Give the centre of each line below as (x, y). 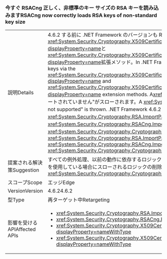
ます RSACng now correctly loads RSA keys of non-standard (84, 15)
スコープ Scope (25, 183)
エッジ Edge (61, 183)
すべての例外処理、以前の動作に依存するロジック (105, 160)
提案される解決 (25, 163)
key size (15, 22)
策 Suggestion (24, 170)
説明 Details (21, 93)
